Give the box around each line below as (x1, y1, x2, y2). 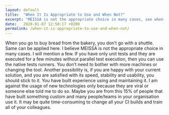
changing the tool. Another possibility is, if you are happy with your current (5, 67, 161, 73)
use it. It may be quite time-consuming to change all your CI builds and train (5, 99, 163, 105)
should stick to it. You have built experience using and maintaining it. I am (5, 78, 158, 84)
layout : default (5, 7, 39, 13)
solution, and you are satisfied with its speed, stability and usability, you (5, 72, 154, 78)
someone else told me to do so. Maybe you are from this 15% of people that (5, 88, 163, 94)
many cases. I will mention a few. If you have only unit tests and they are (5, 51, 155, 57)
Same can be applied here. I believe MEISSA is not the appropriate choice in (5, 45, 163, 51)
